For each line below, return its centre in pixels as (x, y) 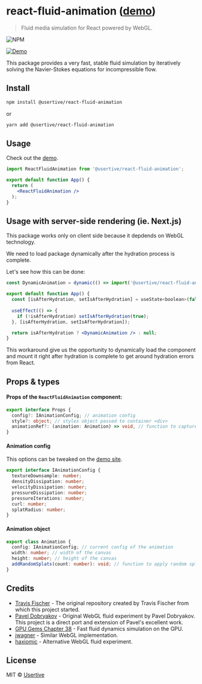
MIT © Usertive (26, 675)
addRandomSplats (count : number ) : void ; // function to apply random (99, 564)
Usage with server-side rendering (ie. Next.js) (94, 221)
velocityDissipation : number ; (49, 487)
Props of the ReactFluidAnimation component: (64, 397)
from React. (21, 363)
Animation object (28, 528)
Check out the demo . (32, 158)
